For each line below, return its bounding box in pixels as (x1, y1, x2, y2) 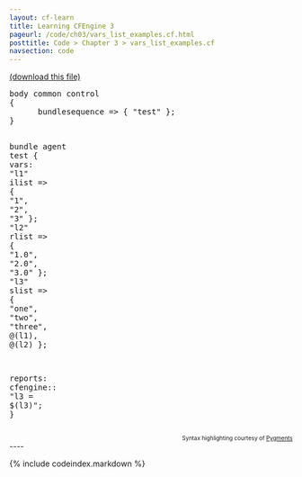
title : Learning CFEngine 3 (9, 22, 115, 31)
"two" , (9, 312, 39, 323)
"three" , (9, 321, 48, 332)
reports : (9, 373, 48, 383)
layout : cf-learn (9, 13, 75, 22)
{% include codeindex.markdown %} (9, 458, 146, 469)
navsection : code (9, 47, 75, 56)
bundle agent (9, 141, 67, 152)
